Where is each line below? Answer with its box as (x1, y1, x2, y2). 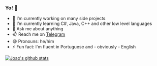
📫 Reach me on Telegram (12, 31, 65, 37)
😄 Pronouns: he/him (12, 39, 54, 44)
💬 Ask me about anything (12, 26, 63, 32)
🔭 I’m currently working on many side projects (12, 16, 106, 22)
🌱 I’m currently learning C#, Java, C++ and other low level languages (12, 21, 152, 26)
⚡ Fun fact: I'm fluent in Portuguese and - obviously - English (12, 44, 136, 50)
